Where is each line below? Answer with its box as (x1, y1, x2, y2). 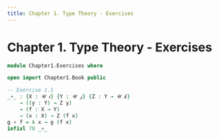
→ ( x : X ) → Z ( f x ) (19, 112, 79, 119)
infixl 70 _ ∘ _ (7, 125, 48, 132)
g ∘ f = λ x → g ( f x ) (7, 118, 72, 125)
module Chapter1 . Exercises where (7, 62, 103, 69)
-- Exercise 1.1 (7, 87, 54, 94)
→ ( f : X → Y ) (19, 105, 60, 113)
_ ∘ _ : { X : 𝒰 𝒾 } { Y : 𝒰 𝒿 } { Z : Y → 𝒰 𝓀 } (7, 93, 131, 100)
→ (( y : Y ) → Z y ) (19, 100, 72, 107)
